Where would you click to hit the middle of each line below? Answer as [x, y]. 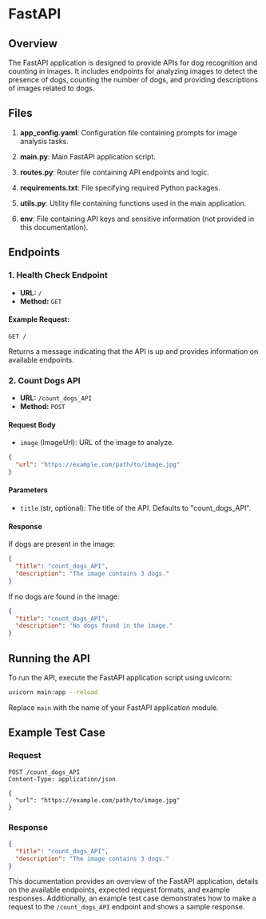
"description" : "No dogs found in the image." [94, 626]
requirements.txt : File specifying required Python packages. [120, 187]
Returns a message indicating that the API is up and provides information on [133, 351]
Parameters [28, 490]
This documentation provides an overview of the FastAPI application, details [133, 881]
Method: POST [42, 406]
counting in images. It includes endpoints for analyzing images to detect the [133, 71]
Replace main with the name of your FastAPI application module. [114, 707]
